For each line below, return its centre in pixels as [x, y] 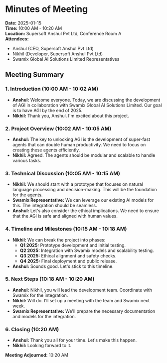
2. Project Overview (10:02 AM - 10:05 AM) [58, 128]
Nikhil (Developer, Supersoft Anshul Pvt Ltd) [58, 54]
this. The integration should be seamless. [55, 206]
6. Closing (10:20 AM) [32, 329]
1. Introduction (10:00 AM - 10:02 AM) [52, 89]
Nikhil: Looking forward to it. [42, 346]
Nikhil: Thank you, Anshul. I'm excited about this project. [71, 116]
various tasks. [27, 160]
